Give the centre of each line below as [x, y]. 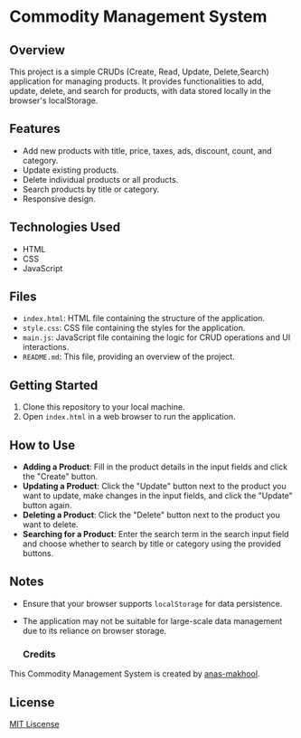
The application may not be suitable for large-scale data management [152, 620]
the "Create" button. [60, 477]
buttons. [38, 553]
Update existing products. [71, 170]
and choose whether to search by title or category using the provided [152, 544]
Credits [39, 654]
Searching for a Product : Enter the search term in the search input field [155, 535]
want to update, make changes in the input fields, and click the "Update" [158, 496]
